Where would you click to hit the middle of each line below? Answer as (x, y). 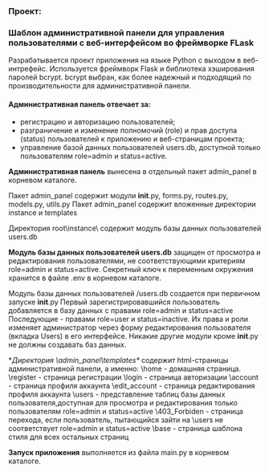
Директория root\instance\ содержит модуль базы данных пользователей (135, 228)
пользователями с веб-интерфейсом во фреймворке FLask (131, 43)
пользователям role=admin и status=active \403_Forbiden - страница (126, 412)
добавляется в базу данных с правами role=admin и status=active (121, 311)
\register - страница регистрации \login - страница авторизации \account (134, 377)
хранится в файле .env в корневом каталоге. (85, 278)
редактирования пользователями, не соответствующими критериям (127, 261)
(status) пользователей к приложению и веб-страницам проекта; (132, 139)
